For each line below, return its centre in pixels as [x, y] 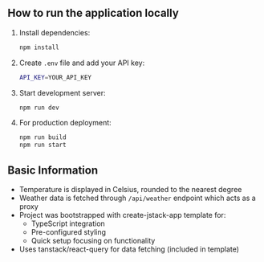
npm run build [43, 137]
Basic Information [53, 170]
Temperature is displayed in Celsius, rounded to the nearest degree [130, 189]
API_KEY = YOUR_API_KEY [55, 77]
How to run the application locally [93, 13]
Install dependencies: [55, 32]
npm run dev [39, 108]
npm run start [43, 145]
